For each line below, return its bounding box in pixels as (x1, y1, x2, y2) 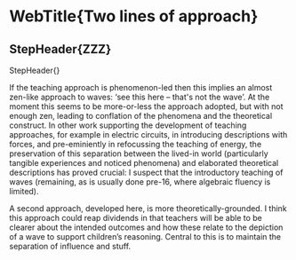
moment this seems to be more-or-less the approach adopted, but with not (9, 101, 284, 112)
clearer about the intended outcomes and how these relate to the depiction (9, 222, 284, 232)
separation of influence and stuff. (9, 241, 132, 251)
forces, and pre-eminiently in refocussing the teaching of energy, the (9, 139, 262, 149)
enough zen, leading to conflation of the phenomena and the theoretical (9, 111, 273, 121)
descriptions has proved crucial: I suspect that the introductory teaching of (9, 167, 284, 177)
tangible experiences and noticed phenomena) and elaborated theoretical (9, 158, 279, 168)
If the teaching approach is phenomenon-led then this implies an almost (9, 83, 273, 92)
